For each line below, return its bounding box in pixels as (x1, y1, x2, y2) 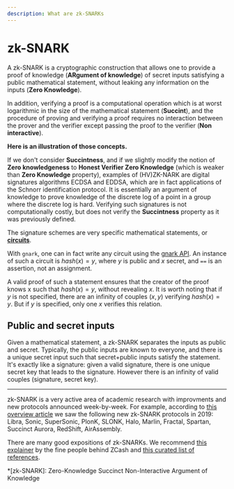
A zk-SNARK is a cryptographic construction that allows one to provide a (7, 63, 216, 72)
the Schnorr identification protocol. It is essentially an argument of (7, 185, 197, 194)
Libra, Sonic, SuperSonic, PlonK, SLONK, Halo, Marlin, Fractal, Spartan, (7, 417, 211, 426)
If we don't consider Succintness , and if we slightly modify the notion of (7, 155, 215, 164)
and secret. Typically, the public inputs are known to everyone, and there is (7, 346, 223, 354)
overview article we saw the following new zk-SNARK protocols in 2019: (7, 410, 214, 419)
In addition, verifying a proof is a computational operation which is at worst (7, 99, 222, 107)
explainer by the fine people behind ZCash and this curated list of (7, 446, 195, 454)
